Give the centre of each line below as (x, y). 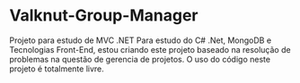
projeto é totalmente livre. (57, 69)
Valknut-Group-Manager (104, 16)
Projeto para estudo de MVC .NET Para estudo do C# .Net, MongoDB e (141, 40)
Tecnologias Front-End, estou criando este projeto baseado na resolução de (150, 49)
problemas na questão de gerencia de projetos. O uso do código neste (140, 59)
